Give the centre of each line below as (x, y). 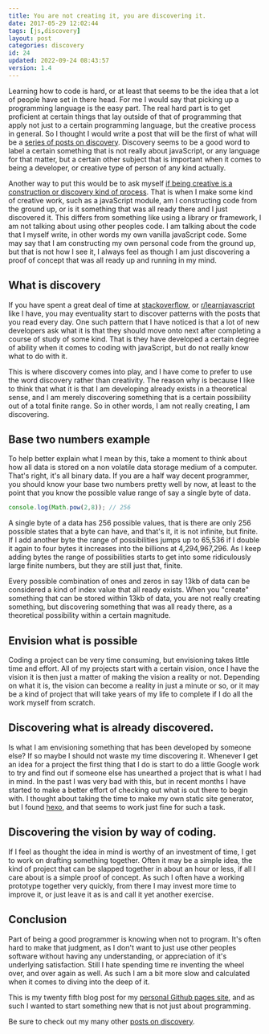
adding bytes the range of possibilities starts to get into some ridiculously (130, 557)
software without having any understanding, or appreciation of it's (118, 956)
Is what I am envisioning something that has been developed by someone (130, 747)
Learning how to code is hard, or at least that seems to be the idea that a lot (133, 91)
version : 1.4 (30, 68)
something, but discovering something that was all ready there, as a (120, 607)
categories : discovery (46, 46)
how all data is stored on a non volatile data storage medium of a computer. (133, 468)
